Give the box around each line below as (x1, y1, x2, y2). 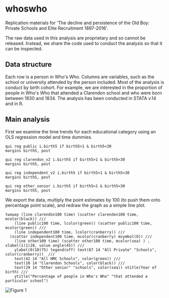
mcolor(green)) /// (5, 225, 46, 230)
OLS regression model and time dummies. (5, 134, 92, 140)
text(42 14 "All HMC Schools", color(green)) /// (14, 256, 121, 261)
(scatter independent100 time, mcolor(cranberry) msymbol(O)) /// (10, 234, 152, 239)
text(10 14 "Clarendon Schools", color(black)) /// (14, 261, 125, 266)
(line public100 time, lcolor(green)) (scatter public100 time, (14, 221, 152, 226)
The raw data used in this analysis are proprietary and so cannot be (5, 35, 146, 41)
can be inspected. (5, 45, 43, 52)
